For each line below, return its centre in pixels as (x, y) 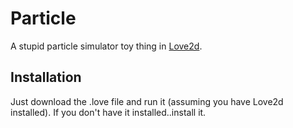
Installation (46, 77)
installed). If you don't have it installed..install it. (108, 112)
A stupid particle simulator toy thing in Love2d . (106, 46)
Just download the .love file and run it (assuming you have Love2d (147, 101)
